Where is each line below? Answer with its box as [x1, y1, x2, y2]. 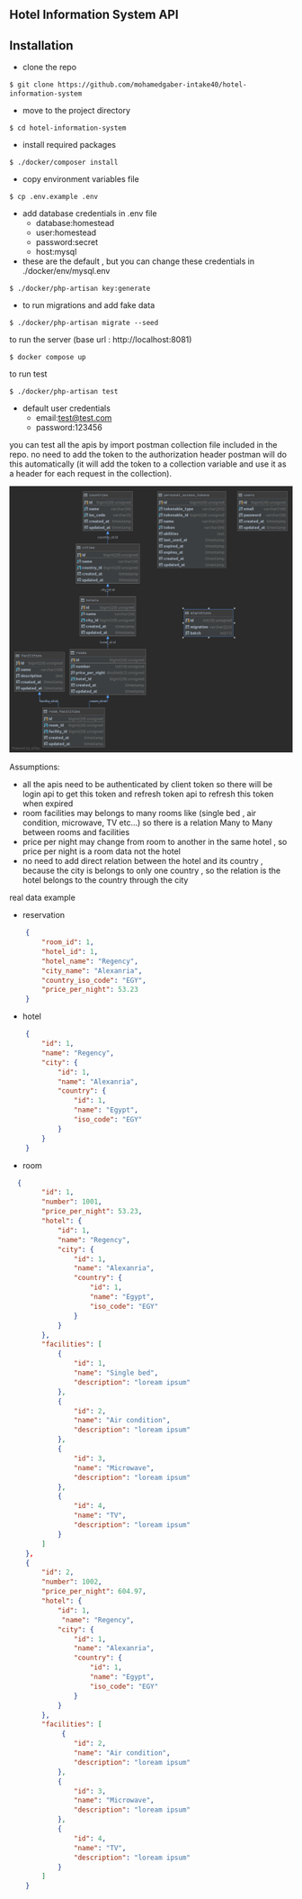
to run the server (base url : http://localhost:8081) [9, 334, 192, 345]
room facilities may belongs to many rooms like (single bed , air [22, 808, 257, 819]
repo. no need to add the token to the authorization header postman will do [9, 450, 288, 460]
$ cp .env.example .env [9, 193, 99, 202]
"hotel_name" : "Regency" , [41, 957, 139, 966]
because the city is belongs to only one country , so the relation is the [22, 865, 281, 877]
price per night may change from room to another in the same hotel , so [22, 837, 288, 848]
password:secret [35, 237, 99, 248]
